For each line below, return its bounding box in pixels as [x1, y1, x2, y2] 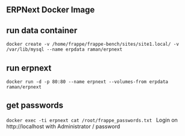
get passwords [6, 100, 64, 111]
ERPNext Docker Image [6, 5, 95, 15]
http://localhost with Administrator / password [6, 123, 121, 130]
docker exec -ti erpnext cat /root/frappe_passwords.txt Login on [6, 116, 178, 123]
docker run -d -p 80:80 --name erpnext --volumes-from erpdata [6, 79, 169, 85]
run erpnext [6, 63, 52, 73]
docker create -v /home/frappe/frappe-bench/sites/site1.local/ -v [6, 42, 180, 48]
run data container [6, 25, 78, 36]
